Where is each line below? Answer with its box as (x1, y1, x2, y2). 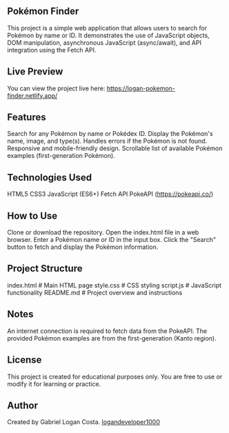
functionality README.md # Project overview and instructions (7, 288, 183, 296)
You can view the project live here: (7, 84, 106, 92)
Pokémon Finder (7, 6, 79, 17)
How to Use (7, 210, 58, 221)
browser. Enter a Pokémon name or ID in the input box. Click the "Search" (7, 236, 216, 244)
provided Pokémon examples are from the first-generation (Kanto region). (7, 334, 217, 342)
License (7, 354, 42, 366)
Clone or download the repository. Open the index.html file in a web (7, 228, 199, 236)
